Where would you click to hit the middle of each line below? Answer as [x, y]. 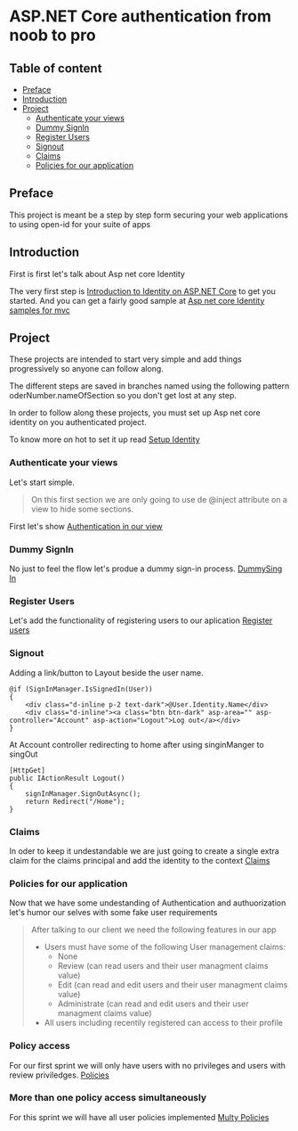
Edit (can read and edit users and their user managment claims [173, 985]
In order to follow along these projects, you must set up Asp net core [135, 413]
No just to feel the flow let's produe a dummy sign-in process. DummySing [146, 569]
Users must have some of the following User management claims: [165, 947]
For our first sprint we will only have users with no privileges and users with [148, 1065]
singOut [24, 754]
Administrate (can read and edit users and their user [153, 1004]
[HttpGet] [28, 770]
